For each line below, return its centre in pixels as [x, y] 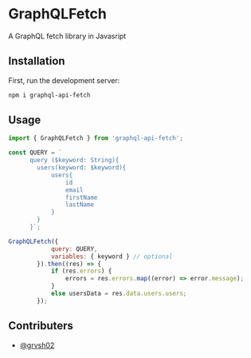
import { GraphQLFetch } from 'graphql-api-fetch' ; [96, 138]
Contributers [41, 326]
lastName [79, 205]
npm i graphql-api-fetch [49, 95]
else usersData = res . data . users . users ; [119, 294]
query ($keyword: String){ [74, 161]
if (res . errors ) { [81, 271]
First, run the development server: [64, 80]
